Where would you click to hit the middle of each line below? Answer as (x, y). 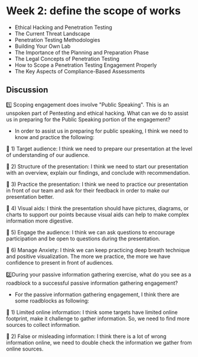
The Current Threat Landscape (52, 33)
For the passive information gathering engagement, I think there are (97, 294)
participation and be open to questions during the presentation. (83, 239)
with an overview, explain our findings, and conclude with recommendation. (98, 172)
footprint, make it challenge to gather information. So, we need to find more (98, 319)
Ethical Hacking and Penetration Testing (63, 27)
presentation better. (30, 197)
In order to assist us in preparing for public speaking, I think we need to (101, 131)
